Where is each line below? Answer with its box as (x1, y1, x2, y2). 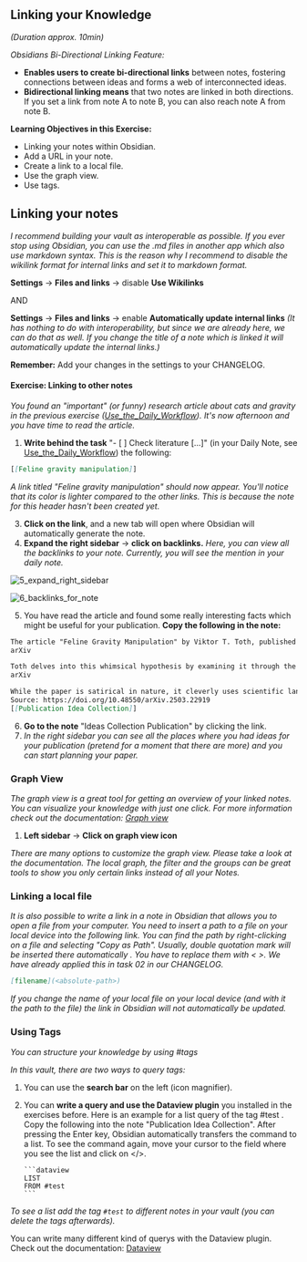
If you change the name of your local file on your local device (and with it (10, 993, 286, 1004)
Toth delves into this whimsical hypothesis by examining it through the (10, 662, 297, 671)
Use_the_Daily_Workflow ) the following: (23, 447, 172, 458)
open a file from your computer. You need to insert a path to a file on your (10, 920, 288, 931)
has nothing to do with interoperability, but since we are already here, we (10, 322, 286, 333)
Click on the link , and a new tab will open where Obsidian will (23, 518, 255, 529)
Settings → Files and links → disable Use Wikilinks (10, 277, 204, 288)
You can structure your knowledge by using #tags (10, 1046, 199, 1057)
